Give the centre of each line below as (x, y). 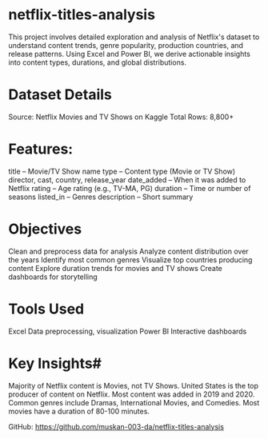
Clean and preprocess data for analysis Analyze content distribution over (129, 251)
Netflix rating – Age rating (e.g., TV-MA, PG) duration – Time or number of (130, 188)
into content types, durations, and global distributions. (97, 62)
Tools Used (46, 309)
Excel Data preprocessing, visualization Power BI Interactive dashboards (128, 331)
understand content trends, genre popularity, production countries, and (126, 45)
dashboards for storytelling (53, 277)
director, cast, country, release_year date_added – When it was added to (127, 180)
